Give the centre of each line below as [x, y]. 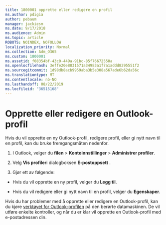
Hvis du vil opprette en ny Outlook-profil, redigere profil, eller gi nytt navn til [83, 138]
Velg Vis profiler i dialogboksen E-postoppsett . [62, 162]
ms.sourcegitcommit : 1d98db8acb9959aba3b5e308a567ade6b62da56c [72, 70]
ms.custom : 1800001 [25, 56]
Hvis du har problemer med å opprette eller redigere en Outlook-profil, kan [82, 201]
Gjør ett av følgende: [33, 172]
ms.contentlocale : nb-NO [31, 79]
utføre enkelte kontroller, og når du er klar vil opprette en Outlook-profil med [83, 212]
